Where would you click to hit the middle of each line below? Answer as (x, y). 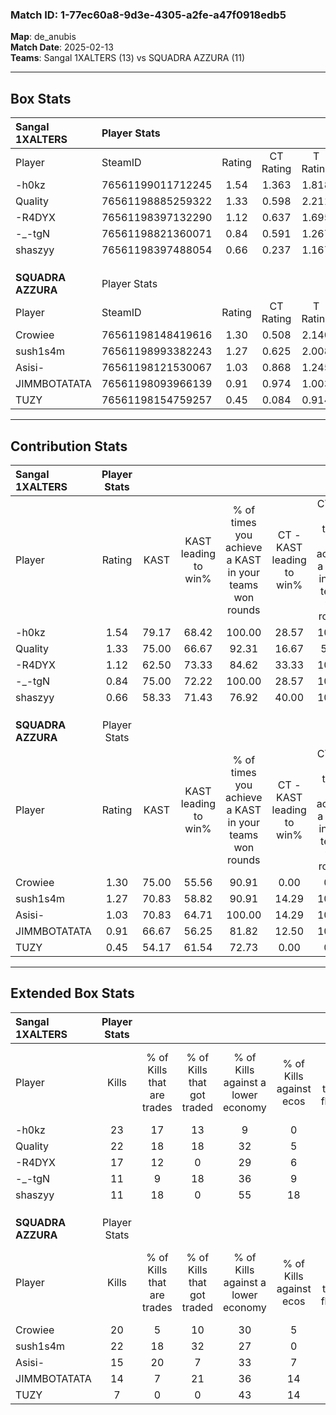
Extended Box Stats (72, 993)
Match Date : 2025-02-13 (62, 47)
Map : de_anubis (43, 37)
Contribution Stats (69, 446)
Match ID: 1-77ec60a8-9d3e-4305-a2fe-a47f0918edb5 (148, 15)
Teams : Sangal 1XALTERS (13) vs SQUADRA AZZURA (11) (127, 58)
